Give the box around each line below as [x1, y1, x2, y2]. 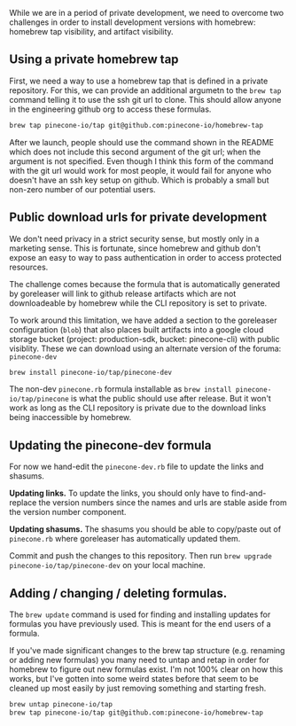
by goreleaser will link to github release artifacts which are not [9, 288, 237, 299]
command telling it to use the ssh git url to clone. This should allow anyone [9, 94, 282, 105]
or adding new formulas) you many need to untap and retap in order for [9, 655, 270, 665]
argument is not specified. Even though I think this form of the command [9, 155, 274, 167]
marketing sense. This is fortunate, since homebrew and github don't [9, 243, 261, 254]
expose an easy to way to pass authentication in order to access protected [9, 252, 282, 262]
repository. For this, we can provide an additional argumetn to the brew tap [9, 84, 282, 96]
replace [9, 497, 37, 508]
